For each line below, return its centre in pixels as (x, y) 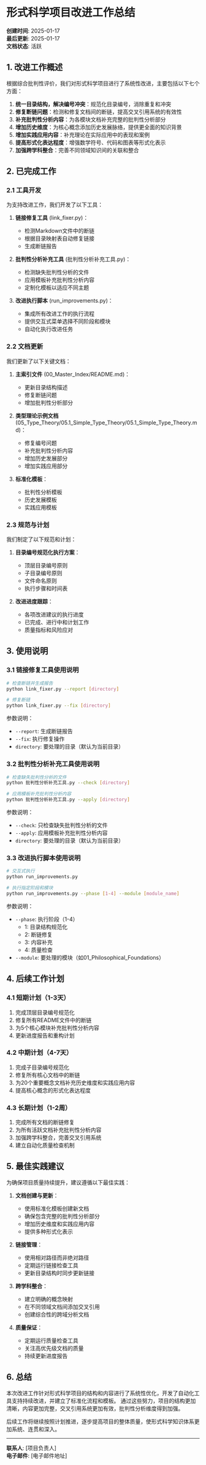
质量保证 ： (29, 1327)
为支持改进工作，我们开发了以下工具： (55, 205)
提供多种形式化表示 (49, 1231)
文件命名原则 (40, 581)
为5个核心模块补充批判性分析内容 (57, 1028)
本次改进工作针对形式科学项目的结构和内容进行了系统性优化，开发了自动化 (100, 1393)
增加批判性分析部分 (49, 402)
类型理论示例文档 (37, 416)
